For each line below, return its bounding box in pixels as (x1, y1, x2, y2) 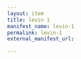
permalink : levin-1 (7, 29, 63, 36)
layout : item (7, 10, 44, 17)
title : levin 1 (7, 16, 50, 23)
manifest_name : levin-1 (7, 23, 75, 29)
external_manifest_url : (7, 36, 75, 43)
